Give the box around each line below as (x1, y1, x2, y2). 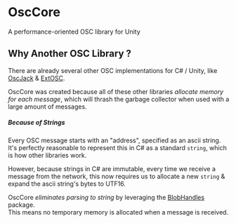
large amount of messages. (8, 102, 87, 111)
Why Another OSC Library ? (8, 48, 132, 60)
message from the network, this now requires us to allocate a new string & (8, 172, 225, 180)
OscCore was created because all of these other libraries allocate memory (8, 87, 224, 95)
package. (8, 201, 35, 209)
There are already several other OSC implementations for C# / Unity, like (8, 66, 218, 74)
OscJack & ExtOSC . (8, 74, 65, 82)
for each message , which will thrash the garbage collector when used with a (8, 95, 230, 103)
